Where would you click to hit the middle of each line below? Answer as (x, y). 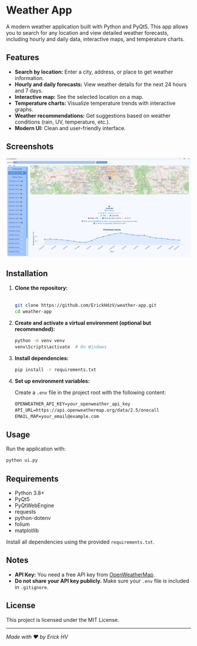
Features (23, 57)
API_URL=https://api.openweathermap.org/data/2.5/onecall (87, 410)
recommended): (35, 329)
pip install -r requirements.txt (55, 370)
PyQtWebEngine (34, 505)
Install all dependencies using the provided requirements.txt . (80, 542)
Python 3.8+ (30, 493)
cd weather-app (33, 312)
